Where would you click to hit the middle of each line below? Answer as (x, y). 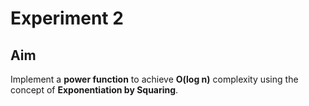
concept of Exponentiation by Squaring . (94, 90)
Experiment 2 (67, 18)
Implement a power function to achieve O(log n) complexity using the (154, 79)
